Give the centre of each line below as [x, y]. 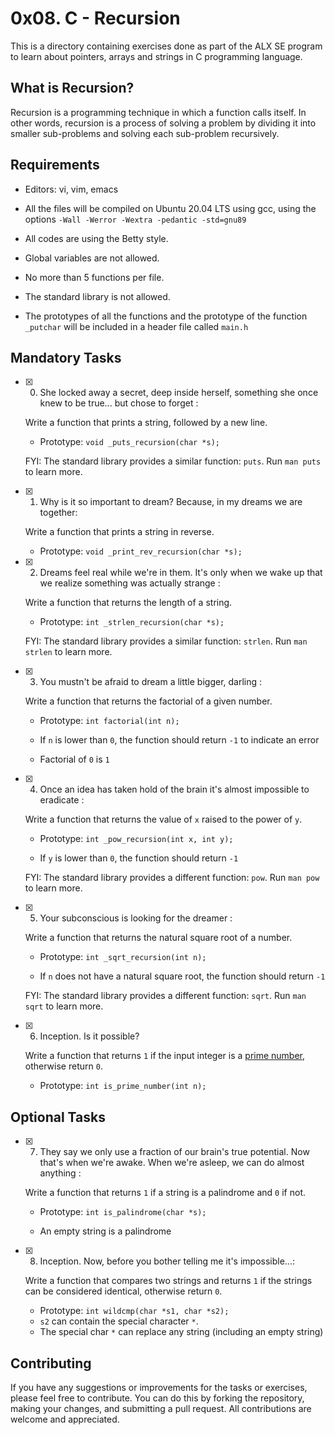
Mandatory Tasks [66, 357]
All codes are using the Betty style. [96, 238]
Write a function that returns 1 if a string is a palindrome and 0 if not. [165, 1193]
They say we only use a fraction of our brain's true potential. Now [174, 1152]
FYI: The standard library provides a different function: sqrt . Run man [165, 996]
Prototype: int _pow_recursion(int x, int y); [136, 839]
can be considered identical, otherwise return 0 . [123, 1291]
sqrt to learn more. [64, 1006]
